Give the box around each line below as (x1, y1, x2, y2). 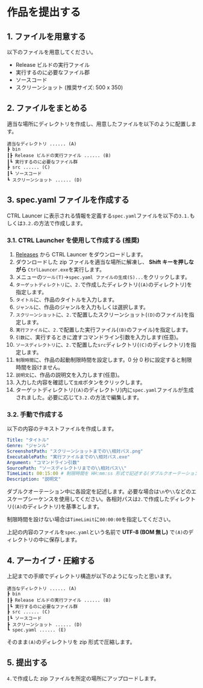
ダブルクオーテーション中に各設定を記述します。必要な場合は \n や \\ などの (7, 488, 192, 495)
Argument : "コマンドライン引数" (7, 459, 80, 465)
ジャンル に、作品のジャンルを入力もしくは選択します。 (15, 303, 149, 311)
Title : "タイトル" (7, 437, 50, 443)
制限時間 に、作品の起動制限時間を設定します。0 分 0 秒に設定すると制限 (15, 356, 192, 363)
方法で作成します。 (39, 219, 86, 226)
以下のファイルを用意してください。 (7, 49, 97, 55)
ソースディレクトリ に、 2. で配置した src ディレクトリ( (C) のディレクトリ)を (15, 341, 192, 348)
